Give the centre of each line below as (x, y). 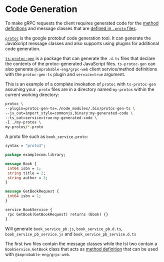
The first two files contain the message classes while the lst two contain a (81, 243)
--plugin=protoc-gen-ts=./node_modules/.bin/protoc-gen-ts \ (70, 108)
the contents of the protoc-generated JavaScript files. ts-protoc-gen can (80, 63)
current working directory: (32, 94)
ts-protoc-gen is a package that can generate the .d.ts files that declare (80, 58)
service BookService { (29, 209)
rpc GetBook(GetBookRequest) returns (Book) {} (58, 214)
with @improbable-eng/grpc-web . (38, 254)
